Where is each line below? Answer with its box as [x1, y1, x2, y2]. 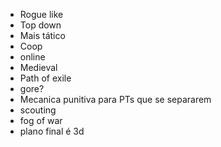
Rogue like [19, 9, 64, 20]
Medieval [19, 62, 58, 73]
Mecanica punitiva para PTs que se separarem [19, 94, 212, 105]
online [19, 51, 46, 63]
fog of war [19, 115, 63, 126]
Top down [19, 19, 62, 31]
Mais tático [19, 30, 66, 41]
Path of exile [19, 72, 72, 84]
